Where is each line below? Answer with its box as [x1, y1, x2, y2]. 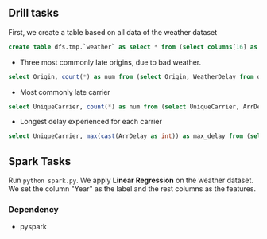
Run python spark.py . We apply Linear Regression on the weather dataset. [8, 175, 254, 186]
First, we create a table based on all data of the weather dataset [8, 27, 218, 37]
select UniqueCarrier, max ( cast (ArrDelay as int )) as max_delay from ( [8, 132, 250, 140]
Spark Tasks [8, 155, 72, 168]
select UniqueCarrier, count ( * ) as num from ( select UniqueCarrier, [8, 103, 240, 111]
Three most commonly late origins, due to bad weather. [19, 57, 202, 67]
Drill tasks [8, 6, 60, 20]
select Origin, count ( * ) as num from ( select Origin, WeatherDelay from [8, 72, 254, 80]
